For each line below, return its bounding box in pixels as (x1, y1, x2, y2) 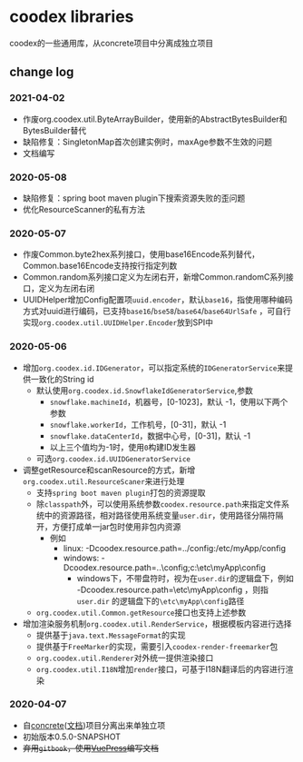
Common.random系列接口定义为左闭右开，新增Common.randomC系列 (22, 272, 286, 282)
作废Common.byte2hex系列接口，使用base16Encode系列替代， (22, 249, 260, 260)
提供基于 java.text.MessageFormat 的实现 (35, 629, 186, 640)
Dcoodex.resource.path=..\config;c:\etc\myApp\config (63, 561, 266, 573)
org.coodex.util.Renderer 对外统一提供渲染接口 (35, 652, 214, 663)
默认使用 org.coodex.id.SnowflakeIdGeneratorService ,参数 (35, 384, 254, 396)
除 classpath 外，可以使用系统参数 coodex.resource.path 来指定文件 (35, 498, 282, 510)
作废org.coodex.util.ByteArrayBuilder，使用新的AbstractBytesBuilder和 (22, 114, 288, 124)
